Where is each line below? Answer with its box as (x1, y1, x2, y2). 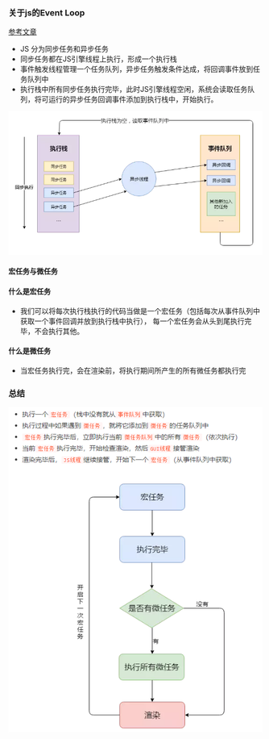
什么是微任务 (8, 346, 51, 356)
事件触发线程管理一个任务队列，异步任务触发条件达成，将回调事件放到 (19, 65, 254, 74)
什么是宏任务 (8, 286, 51, 296)
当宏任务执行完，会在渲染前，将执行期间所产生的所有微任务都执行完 (19, 365, 246, 375)
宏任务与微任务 (8, 266, 58, 276)
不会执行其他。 (34, 326, 85, 336)
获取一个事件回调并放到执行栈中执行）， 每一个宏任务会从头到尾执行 (19, 316, 245, 326)
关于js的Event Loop (8, 6, 85, 18)
